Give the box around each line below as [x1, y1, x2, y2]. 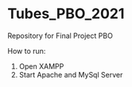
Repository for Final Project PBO [7, 31, 113, 40]
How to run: [7, 46, 46, 55]
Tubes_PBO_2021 [7, 5, 125, 23]
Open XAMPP [18, 61, 64, 71]
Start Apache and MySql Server [18, 70, 123, 79]
